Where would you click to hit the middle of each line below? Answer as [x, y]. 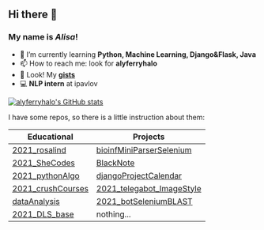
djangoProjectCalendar [139, 175]
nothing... [114, 214]
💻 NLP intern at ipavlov [58, 83]
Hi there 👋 [33, 15]
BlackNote [115, 163]
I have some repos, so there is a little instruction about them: [107, 117]
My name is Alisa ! [43, 37]
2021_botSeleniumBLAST [144, 201]
